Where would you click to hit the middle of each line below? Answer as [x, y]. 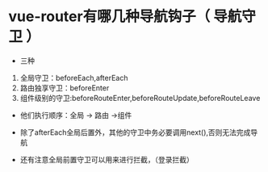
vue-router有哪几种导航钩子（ [109, 17]
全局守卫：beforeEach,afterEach [74, 78]
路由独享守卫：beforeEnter [65, 88]
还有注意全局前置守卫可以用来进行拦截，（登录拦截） [107, 159]
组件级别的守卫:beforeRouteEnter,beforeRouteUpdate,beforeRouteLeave [140, 98]
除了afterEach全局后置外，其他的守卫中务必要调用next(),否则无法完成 [135, 132]
